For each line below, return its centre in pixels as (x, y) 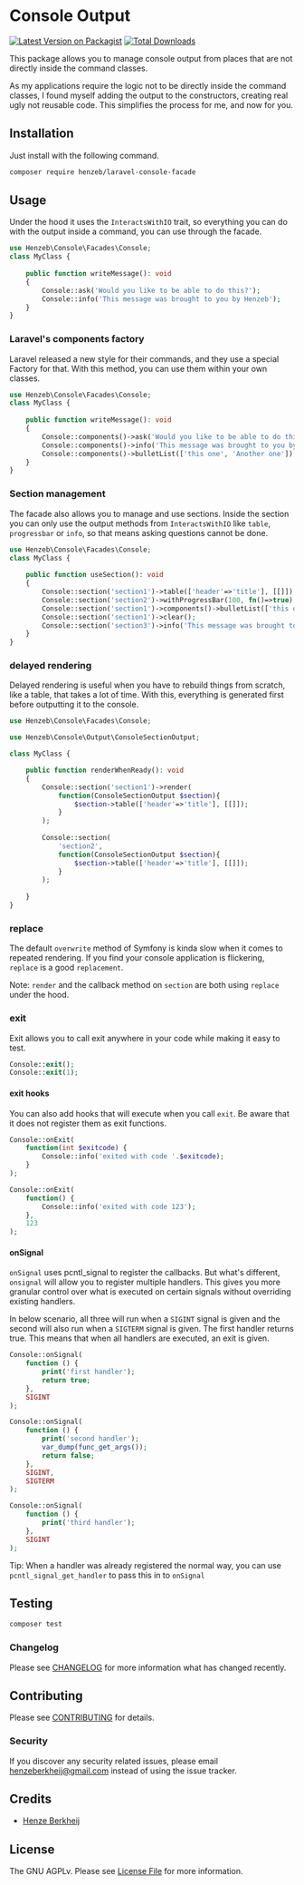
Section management (57, 493)
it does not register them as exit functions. (88, 1123)
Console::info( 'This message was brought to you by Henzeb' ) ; (161, 299)
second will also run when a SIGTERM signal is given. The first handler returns (152, 1329)
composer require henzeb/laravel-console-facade (103, 172)
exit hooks (29, 1093)
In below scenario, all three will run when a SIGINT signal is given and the (145, 1319)
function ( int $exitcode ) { (76, 1148)
